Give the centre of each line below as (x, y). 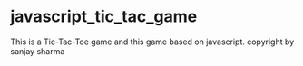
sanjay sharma (38, 51)
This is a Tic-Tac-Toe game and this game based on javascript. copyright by (152, 42)
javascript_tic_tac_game (104, 17)
